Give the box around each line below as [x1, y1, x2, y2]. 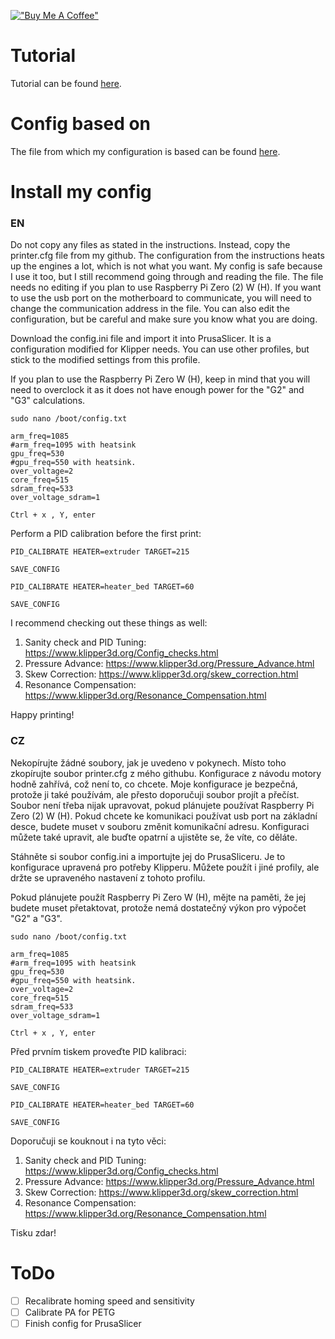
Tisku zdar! [10, 1226, 57, 1239]
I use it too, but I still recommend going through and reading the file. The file [10, 271, 324, 283]
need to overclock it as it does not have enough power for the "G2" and [10, 384, 305, 396]
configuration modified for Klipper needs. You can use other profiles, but [10, 343, 310, 355]
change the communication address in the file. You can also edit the [10, 303, 290, 315]
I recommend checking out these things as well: [10, 617, 208, 629]
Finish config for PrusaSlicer [24, 1317, 142, 1329]
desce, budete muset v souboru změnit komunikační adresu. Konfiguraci [10, 820, 310, 832]
